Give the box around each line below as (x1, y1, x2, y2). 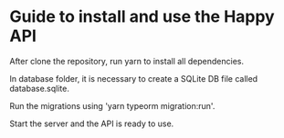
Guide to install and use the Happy (9, 6, 276, 27)
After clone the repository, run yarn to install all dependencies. (9, 55, 245, 66)
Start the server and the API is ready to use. (9, 118, 174, 129)
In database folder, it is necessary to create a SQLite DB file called (9, 73, 258, 84)
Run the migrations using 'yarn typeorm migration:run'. (9, 100, 216, 111)
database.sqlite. (9, 83, 70, 94)
